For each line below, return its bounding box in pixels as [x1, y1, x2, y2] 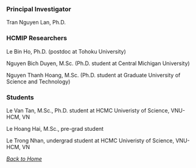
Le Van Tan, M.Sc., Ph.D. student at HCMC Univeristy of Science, [6, 107, 170, 114]
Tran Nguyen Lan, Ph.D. [6, 19, 66, 26]
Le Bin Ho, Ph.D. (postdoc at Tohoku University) [6, 47, 127, 55]
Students [6, 93, 35, 102]
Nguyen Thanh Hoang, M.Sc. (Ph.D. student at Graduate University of [6, 71, 181, 79]
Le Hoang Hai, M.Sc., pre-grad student [6, 125, 104, 132]
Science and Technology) [6, 78, 71, 85]
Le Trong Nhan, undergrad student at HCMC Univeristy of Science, [6, 136, 175, 144]
